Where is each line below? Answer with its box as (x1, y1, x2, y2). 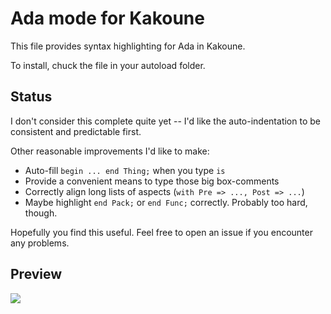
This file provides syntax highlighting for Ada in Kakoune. (10, 40, 246, 52)
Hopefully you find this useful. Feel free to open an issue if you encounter (10, 226, 313, 238)
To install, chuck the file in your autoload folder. (10, 59, 206, 71)
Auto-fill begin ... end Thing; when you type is (24, 164, 226, 176)
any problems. (10, 237, 70, 249)
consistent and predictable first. (10, 125, 142, 137)
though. (24, 207, 58, 219)
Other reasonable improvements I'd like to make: (10, 145, 210, 157)
